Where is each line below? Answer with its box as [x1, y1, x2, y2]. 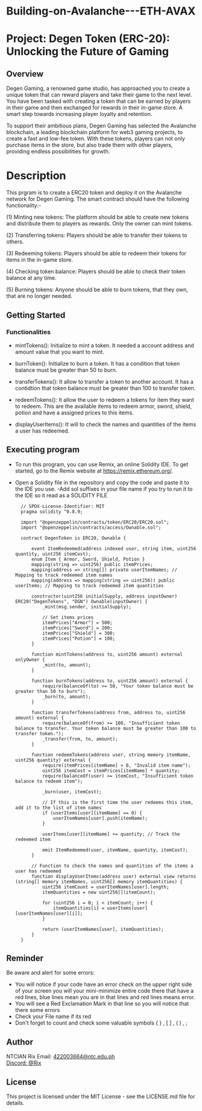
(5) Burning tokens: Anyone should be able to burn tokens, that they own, [6, 286, 188, 294]
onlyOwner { [14, 657, 45, 663]
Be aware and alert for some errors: [6, 969, 95, 976]
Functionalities [6, 328, 51, 337]
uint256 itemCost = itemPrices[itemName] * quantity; [42, 767, 180, 774]
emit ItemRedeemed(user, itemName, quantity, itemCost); [42, 847, 188, 853]
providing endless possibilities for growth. [6, 148, 110, 155]
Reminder [6, 953, 44, 964]
